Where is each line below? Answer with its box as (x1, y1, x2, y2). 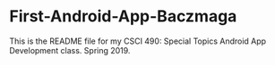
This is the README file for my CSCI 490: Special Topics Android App (9, 36, 267, 46)
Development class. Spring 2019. (9, 45, 131, 55)
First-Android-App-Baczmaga (9, 6, 237, 27)
